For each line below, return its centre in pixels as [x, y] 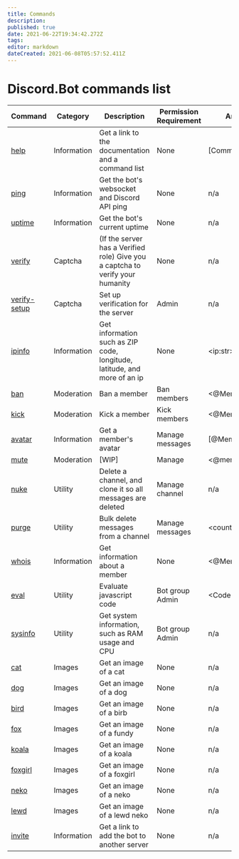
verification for [124, 304]
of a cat [112, 672]
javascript [116, 595]
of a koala [116, 753]
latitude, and [120, 369]
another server [124, 844]
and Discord [119, 197]
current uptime [124, 227]
